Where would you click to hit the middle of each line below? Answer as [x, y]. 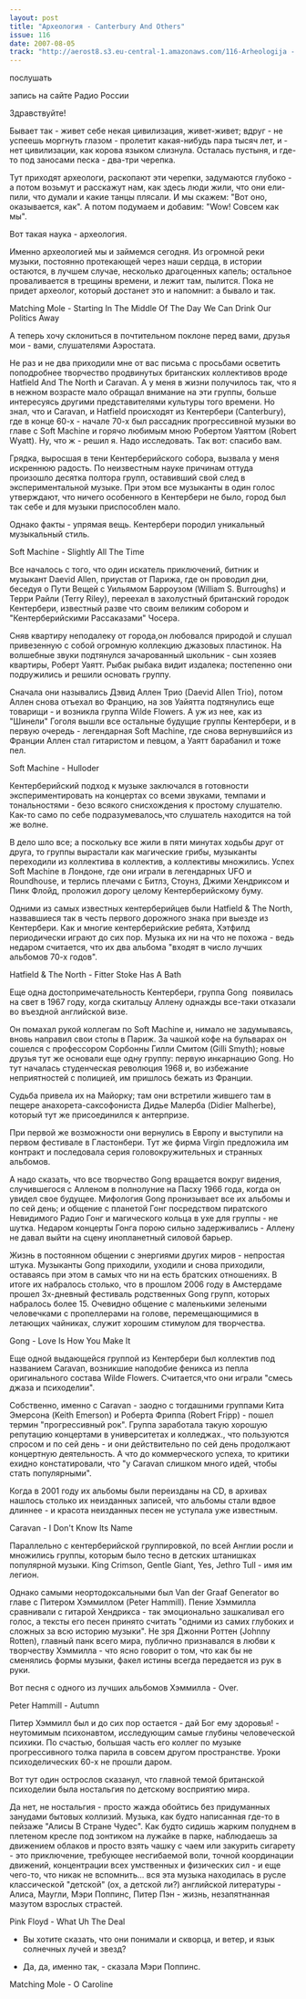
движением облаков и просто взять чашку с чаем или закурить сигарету [153, 1846]
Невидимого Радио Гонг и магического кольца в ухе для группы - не [144, 1219]
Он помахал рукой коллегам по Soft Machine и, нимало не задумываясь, [151, 1030]
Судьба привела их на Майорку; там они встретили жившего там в [140, 1095]
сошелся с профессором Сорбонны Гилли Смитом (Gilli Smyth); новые [147, 1049]
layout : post [34, 18]
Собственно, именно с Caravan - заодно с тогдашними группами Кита [147, 1406]
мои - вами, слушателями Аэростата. [83, 345]
